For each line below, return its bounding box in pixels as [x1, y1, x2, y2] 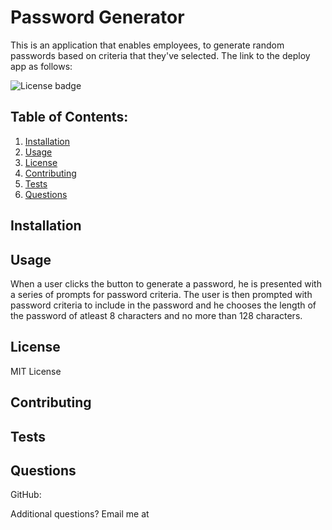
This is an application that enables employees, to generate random [10, 39, 285, 51]
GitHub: [10, 489, 42, 501]
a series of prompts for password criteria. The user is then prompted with [10, 288, 313, 300]
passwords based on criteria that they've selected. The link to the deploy [10, 49, 311, 61]
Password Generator [10, 6, 185, 29]
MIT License [10, 365, 62, 377]
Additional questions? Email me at [10, 508, 150, 520]
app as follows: [10, 60, 73, 72]
